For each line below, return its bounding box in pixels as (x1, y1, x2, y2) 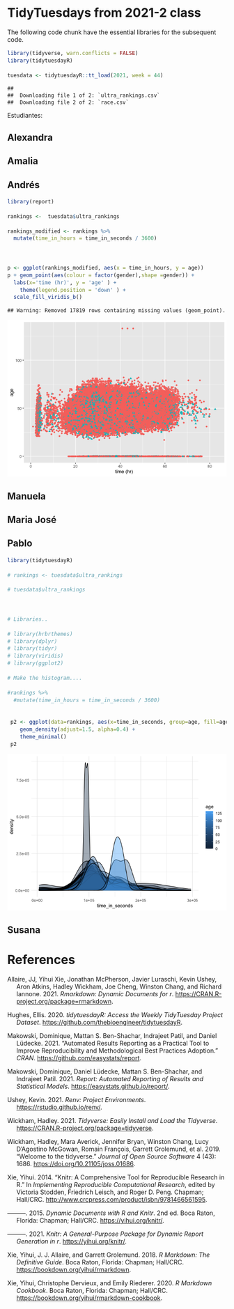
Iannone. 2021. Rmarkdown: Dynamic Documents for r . (16, 989, 174, 998)
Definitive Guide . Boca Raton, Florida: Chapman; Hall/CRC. (16, 1257, 185, 1266)
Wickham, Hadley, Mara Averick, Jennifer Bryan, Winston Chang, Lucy (7, 1137, 209, 1145)
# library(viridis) (7, 653, 64, 660)
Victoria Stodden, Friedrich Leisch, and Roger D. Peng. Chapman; (16, 1188, 204, 1196)
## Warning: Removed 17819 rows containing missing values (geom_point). (7, 307, 226, 314)
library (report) (7, 199, 54, 206)
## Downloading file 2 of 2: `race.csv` (7, 99, 130, 106)
